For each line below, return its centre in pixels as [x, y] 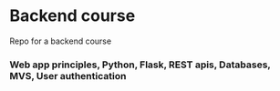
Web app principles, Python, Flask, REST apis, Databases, [140, 65]
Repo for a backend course [61, 41]
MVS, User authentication [68, 76]
